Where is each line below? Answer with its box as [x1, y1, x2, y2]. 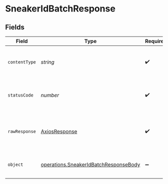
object [7, 162, 23, 167]
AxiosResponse [40, 128, 77, 135]
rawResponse [7, 128, 36, 134]
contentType [7, 59, 36, 65]
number [40, 92, 59, 98]
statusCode [7, 92, 33, 98]
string [40, 58, 55, 65]
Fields [5, 23, 25, 31]
